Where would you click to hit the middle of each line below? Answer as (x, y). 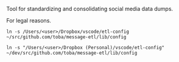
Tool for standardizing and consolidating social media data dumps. (90, 9)
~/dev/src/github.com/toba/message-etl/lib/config (72, 53)
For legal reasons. (29, 20)
